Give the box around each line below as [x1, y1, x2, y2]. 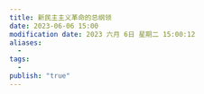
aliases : [9, 38, 42, 47]
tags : [9, 55, 30, 64]
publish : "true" [9, 72, 70, 81]
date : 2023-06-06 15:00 [9, 21, 99, 30]
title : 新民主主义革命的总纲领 [9, 13, 112, 22]
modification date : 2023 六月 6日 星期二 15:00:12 [9, 30, 196, 38]
